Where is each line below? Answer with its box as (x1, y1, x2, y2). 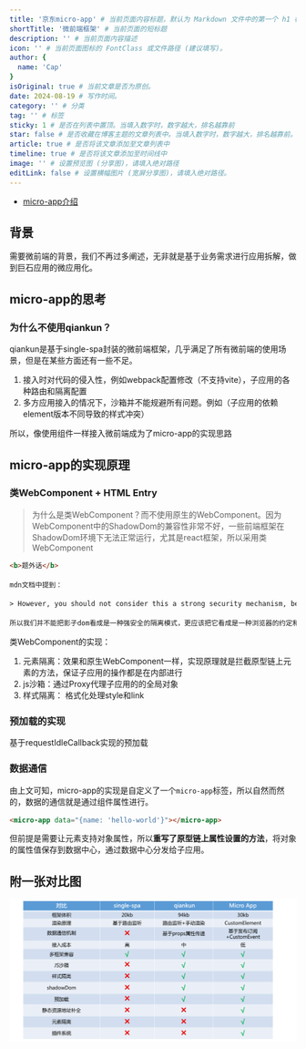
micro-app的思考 (9, 292, 107, 307)
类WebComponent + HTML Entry (9, 487, 158, 499)
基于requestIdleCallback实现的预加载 (9, 737, 148, 748)
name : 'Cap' (17, 63, 64, 72)
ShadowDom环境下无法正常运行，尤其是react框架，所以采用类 (31, 531, 267, 542)
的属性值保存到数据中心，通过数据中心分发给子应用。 (9, 844, 209, 856)
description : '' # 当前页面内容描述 (9, 34, 138, 43)
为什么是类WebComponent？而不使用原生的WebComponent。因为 (31, 509, 282, 519)
